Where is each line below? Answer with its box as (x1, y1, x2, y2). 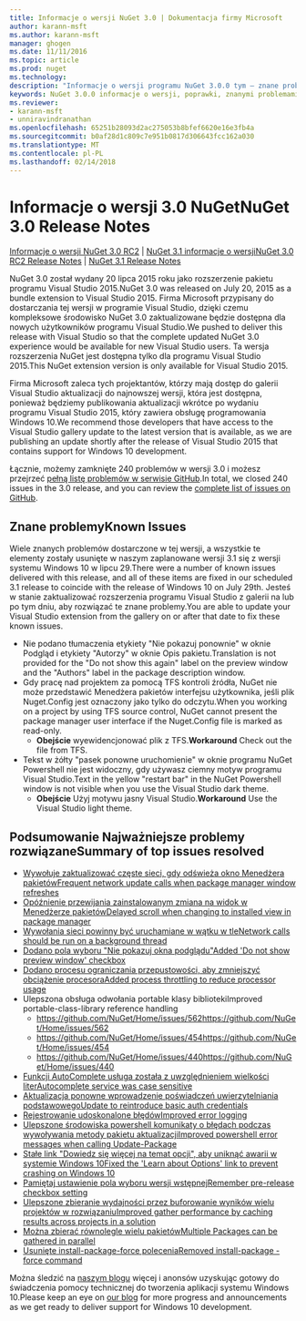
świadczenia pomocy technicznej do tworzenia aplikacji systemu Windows (9, 1282, 290, 1294)
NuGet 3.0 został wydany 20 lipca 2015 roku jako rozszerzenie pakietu (9, 273, 273, 284)
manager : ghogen (9, 38, 71, 48)
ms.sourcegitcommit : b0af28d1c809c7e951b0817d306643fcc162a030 (9, 132, 255, 141)
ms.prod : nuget (9, 65, 67, 74)
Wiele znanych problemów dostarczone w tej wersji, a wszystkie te (9, 543, 261, 554)
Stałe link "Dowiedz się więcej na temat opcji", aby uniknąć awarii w (22, 1149, 278, 1160)
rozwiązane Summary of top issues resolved (9, 844, 265, 859)
